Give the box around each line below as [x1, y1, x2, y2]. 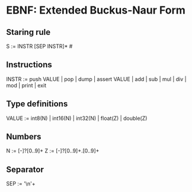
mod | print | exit [6, 82, 46, 89]
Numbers [6, 132, 41, 142]
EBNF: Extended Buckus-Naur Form [6, 4, 185, 17]
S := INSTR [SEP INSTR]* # [6, 43, 73, 50]
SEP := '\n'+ [6, 180, 36, 187]
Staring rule [6, 27, 51, 37]
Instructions [6, 60, 52, 70]
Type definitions [6, 99, 68, 109]
